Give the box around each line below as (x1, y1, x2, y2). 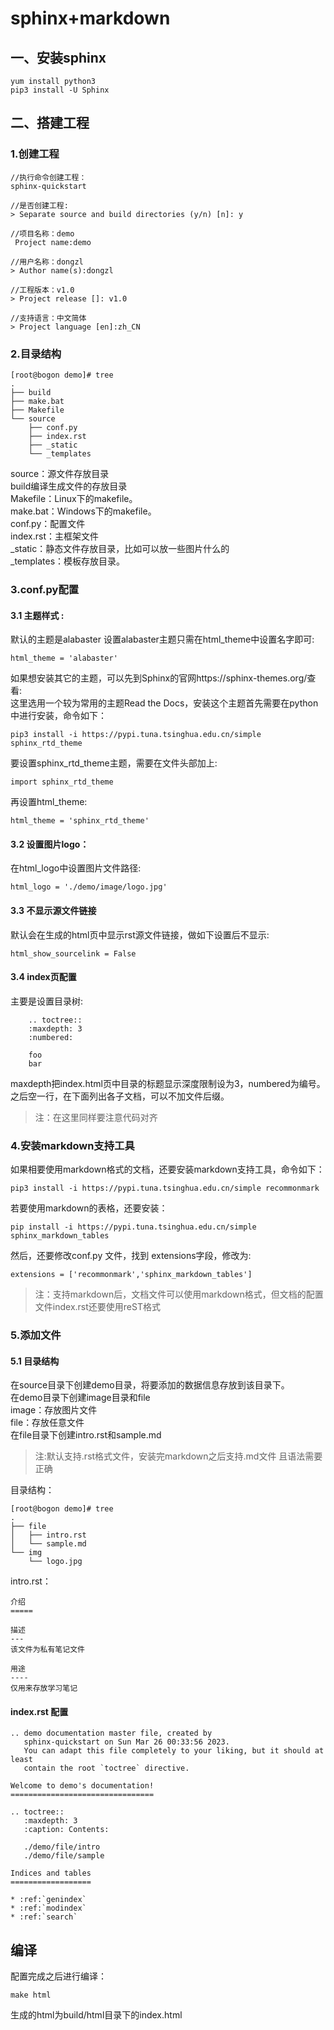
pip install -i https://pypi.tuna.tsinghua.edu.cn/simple (10, 1222, 257, 1232)
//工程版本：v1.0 (10, 285, 75, 295)
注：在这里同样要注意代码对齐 (34, 1111, 158, 1123)
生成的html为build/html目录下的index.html (10, 2009, 183, 2021)
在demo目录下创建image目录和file (10, 1392, 151, 1404)
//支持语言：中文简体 (10, 313, 87, 323)
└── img (10, 1548, 43, 1558)
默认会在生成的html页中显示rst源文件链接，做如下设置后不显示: (10, 928, 270, 941)
